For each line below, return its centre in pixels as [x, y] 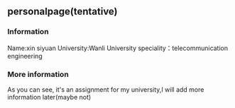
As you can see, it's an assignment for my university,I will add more [106, 89]
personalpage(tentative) [63, 12]
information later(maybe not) [49, 97]
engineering [25, 56]
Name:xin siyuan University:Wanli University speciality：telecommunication [118, 48]
